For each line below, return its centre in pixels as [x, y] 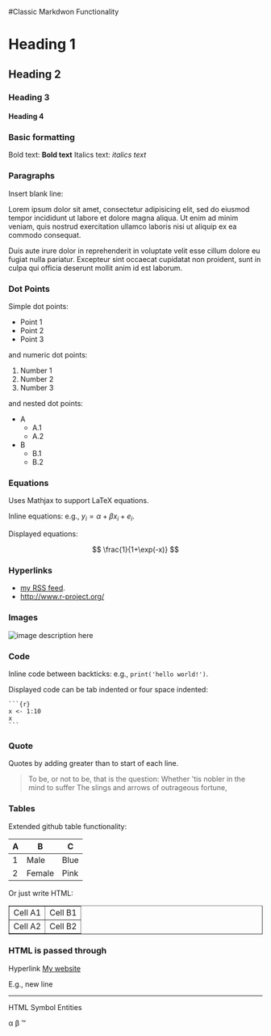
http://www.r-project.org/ [62, 597]
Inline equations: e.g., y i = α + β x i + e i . [71, 517]
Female [40, 873]
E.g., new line [31, 984]
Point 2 [32, 330]
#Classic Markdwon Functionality [64, 12]
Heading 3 [29, 97]
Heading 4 [26, 116]
